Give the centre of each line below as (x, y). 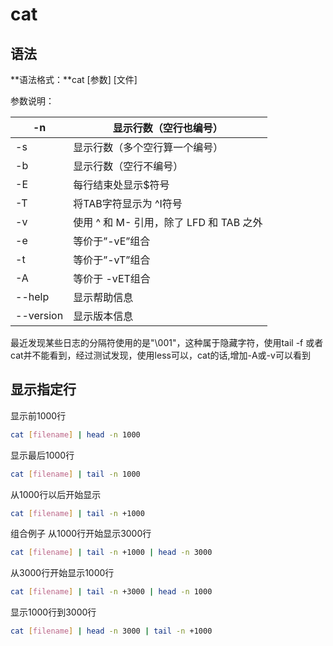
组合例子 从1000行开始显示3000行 (81, 534)
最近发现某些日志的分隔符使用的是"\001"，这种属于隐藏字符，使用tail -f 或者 (167, 342)
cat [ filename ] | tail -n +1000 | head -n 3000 (111, 553)
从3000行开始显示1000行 (62, 573)
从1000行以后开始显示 (56, 494)
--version (39, 315)
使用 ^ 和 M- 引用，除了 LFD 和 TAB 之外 (168, 222)
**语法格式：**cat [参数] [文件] (74, 79)
